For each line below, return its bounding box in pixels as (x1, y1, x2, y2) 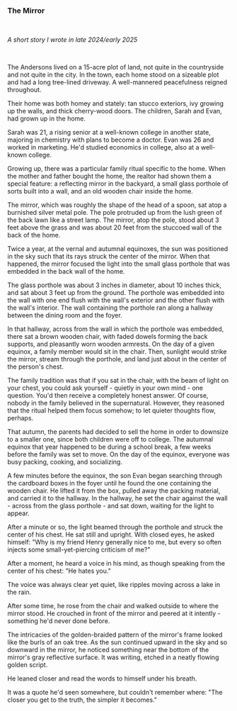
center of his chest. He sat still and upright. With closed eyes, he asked (7, 530, 214, 539)
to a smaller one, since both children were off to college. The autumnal (7, 435, 214, 444)
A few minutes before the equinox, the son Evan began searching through (7, 471, 223, 480)
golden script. (7, 661, 48, 669)
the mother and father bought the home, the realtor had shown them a (7, 172, 212, 181)
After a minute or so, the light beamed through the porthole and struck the (7, 523, 224, 532)
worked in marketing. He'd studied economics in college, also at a (7, 143, 200, 152)
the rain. (7, 588, 32, 597)
